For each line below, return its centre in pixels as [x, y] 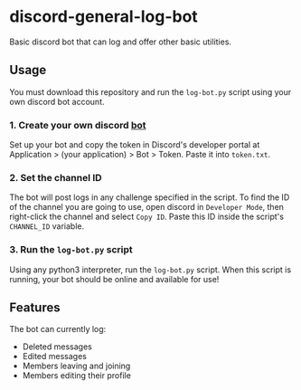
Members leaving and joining [76, 366]
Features [35, 308]
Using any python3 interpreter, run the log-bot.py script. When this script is [150, 270]
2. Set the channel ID [56, 177]
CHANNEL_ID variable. [47, 226]
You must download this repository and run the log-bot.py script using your [150, 91]
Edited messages [55, 357]
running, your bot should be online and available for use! [114, 279]
